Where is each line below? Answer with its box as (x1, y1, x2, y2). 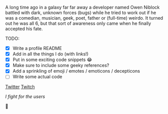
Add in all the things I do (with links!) (12, 51, 89, 57)
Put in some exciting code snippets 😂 (12, 56, 93, 63)
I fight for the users (5, 93, 46, 100)
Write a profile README (12, 45, 62, 51)
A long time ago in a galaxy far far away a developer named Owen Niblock (5, 5, 160, 10)
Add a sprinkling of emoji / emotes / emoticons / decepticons (12, 68, 140, 74)
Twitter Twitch (5, 84, 35, 90)
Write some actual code (12, 74, 62, 80)
